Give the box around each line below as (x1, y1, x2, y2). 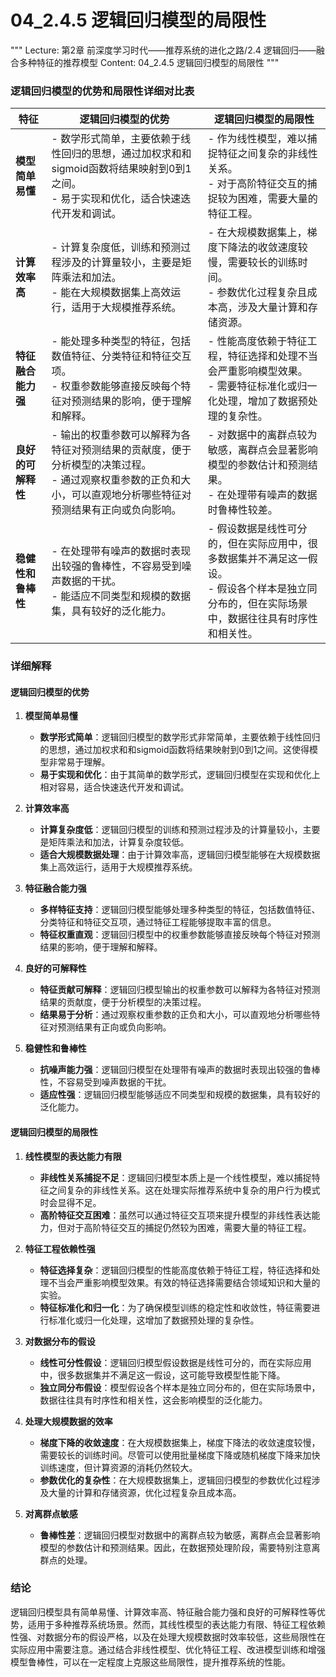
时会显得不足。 (39, 1196, 102, 1208)
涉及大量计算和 (237, 301, 308, 315)
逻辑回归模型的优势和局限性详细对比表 (10, 84, 195, 98)
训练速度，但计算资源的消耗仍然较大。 (39, 1461, 198, 1473)
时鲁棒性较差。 (207, 503, 278, 517)
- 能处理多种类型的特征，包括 (51, 334, 192, 348)
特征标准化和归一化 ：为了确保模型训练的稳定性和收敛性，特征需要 (39, 1301, 312, 1313)
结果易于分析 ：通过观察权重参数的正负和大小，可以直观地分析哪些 (39, 1009, 312, 1021)
